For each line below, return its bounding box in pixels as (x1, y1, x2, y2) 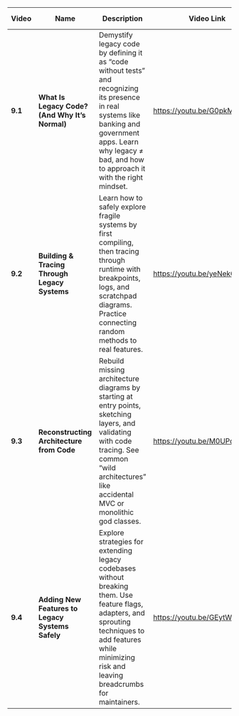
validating (98, 427, 132, 437)
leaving (98, 670, 123, 680)
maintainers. (98, 697, 140, 707)
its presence (98, 93, 141, 102)
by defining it (98, 48, 143, 58)
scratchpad (98, 291, 137, 301)
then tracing (98, 247, 140, 256)
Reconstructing (38, 427, 92, 437)
